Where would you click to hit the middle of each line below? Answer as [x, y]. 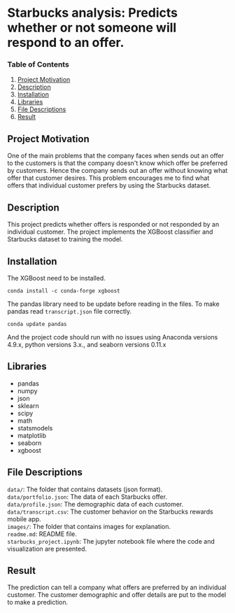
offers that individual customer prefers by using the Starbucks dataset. [109, 185]
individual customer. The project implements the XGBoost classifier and [110, 232]
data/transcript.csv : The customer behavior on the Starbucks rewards [110, 512]
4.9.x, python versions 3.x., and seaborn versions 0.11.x [87, 344]
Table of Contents [38, 64]
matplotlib [32, 435]
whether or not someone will [92, 28]
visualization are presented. [47, 549]
